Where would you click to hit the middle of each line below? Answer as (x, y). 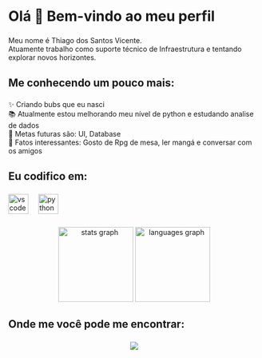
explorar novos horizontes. (52, 58)
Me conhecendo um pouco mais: (91, 83)
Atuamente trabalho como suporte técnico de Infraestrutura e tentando (125, 49)
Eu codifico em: (48, 176)
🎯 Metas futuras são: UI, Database (65, 134)
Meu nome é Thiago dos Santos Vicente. (75, 41)
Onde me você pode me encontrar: (97, 324)
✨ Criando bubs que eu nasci (57, 105)
